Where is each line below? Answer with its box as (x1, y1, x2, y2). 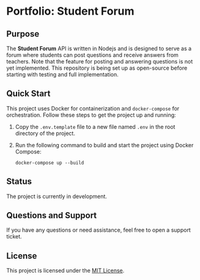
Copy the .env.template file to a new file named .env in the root (15, 123, 176, 130)
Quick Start (6, 89, 51, 99)
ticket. (6, 233, 23, 240)
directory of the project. (15, 130, 75, 137)
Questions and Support (6, 210, 97, 221)
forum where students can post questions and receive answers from (6, 51, 179, 59)
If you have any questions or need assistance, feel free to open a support (6, 226, 191, 234)
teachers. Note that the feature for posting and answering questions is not (6, 58, 193, 65)
